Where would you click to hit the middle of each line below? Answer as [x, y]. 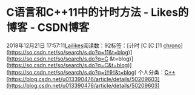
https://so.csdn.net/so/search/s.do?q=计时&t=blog [71, 72]
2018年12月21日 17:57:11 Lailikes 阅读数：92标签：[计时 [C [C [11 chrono [94, 45]
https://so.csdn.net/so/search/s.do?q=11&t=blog [68, 52]
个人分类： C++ [157, 72]
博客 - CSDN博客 [48, 28]
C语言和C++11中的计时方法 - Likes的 [97, 12]
